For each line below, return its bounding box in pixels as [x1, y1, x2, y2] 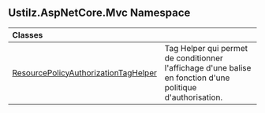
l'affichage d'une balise [164, 62, 252, 73]
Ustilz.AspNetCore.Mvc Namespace [8, 6, 191, 20]
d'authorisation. [164, 92, 223, 103]
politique [164, 82, 197, 93]
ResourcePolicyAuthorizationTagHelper [12, 67, 158, 78]
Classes [12, 29, 43, 40]
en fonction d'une [164, 72, 230, 83]
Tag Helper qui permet [164, 42, 248, 53]
